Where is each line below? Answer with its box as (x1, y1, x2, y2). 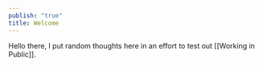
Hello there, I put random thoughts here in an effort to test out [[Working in (8, 41, 256, 50)
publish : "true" (8, 11, 63, 20)
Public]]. (8, 49, 36, 59)
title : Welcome (8, 19, 60, 27)
